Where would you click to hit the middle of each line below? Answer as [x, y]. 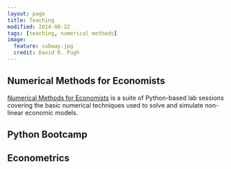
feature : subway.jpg [43, 46]
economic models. [51, 112]
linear [15, 112]
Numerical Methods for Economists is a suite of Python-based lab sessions [115, 98]
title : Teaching [31, 20]
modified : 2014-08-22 [39, 27]
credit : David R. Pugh [47, 53]
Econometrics [38, 158]
